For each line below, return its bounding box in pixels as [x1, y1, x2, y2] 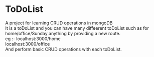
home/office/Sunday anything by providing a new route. [5, 30, 121, 36]
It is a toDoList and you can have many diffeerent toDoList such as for [5, 25, 149, 31]
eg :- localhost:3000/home [5, 36, 61, 42]
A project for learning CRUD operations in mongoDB [5, 20, 113, 26]
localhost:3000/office [5, 41, 50, 47]
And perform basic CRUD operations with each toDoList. [5, 46, 122, 52]
